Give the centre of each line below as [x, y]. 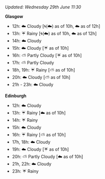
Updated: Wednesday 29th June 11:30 [43, 7]
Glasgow [14, 16]
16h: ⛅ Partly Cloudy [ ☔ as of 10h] [47, 55]
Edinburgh [16, 96]
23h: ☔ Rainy [25, 171]
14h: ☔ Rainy [25, 120]
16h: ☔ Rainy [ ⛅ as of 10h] [39, 135]
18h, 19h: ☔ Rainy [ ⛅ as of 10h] [44, 70]
